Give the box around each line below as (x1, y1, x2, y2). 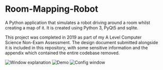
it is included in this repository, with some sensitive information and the (5, 45, 148, 50)
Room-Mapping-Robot (5, 3, 99, 15)
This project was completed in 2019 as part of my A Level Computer (5, 34, 142, 40)
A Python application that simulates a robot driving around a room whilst (5, 20, 150, 25)
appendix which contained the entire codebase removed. (5, 50, 120, 56)
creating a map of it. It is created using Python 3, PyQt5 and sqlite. (5, 24, 139, 30)
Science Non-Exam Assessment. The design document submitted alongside (5, 39, 159, 45)
